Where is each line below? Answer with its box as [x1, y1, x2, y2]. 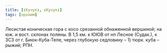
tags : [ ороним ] [5, 12, 37, 17]
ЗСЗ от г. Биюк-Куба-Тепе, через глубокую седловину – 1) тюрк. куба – [5, 36, 159, 43]
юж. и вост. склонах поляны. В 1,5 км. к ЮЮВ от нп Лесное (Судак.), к [5, 31, 157, 37]
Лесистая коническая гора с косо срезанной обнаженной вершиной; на [5, 26, 162, 32]
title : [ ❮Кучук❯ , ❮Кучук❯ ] [5, 7, 62, 13]
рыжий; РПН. [5, 42, 34, 48]
